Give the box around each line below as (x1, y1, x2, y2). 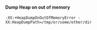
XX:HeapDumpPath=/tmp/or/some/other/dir (5, 20, 92, 25)
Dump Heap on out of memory (5, 4, 70, 10)
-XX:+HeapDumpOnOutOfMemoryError (5, 15, 76, 20)
